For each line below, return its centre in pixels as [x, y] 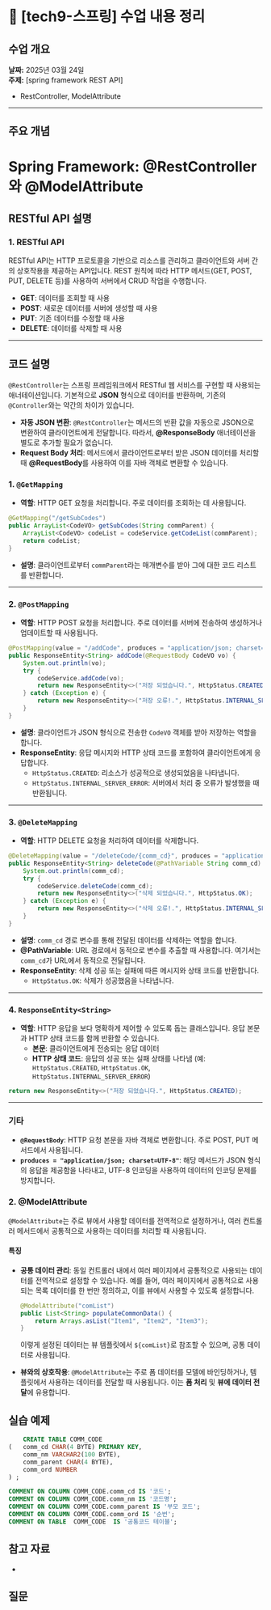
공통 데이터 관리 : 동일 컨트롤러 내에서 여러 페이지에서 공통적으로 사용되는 [134, 1270]
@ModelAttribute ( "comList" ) [67, 1306]
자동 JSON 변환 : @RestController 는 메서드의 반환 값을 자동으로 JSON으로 [137, 422]
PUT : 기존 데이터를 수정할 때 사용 [72, 318]
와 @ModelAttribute [76, 186]
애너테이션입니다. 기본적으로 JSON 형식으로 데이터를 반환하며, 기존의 [117, 395]
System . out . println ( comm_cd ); [74, 871]
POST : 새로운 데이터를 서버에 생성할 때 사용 [89, 308]
